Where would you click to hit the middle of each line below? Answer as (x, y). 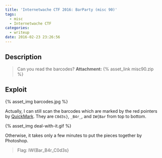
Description (23, 57)
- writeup (19, 32)
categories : (17, 28)
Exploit (16, 90)
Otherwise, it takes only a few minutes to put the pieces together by (74, 135)
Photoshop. (17, 140)
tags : (11, 14)
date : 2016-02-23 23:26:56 (33, 37)
